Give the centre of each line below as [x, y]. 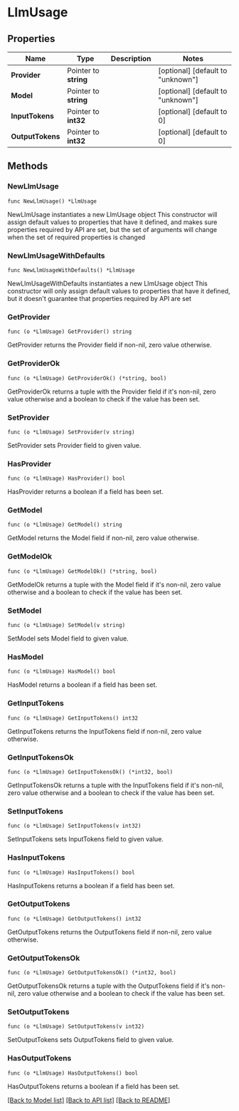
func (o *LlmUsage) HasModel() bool [62, 672]
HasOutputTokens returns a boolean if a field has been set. [94, 1086]
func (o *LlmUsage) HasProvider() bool [67, 479]
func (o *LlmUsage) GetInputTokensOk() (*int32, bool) [90, 772]
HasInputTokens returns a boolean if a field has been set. [91, 885]
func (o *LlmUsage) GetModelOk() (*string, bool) [83, 571]
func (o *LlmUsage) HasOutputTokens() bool [73, 1073]
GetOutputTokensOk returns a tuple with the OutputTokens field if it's [108, 986]
